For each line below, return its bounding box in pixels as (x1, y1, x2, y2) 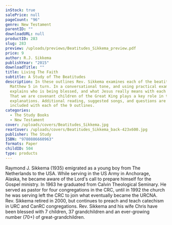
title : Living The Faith (5, 70, 58, 75)
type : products (5, 151, 38, 156)
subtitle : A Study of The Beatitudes (5, 74, 86, 80)
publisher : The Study (5, 132, 52, 137)
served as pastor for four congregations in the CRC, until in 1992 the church (5, 186, 165, 193)
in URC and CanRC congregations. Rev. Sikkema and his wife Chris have (5, 203, 158, 209)
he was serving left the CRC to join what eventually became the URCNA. (5, 192, 158, 198)
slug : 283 (5, 41, 27, 46)
